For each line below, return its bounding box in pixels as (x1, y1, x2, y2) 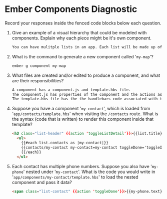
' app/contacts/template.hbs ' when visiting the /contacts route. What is (11, 111, 158, 117)
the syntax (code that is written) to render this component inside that (11, 116, 154, 122)
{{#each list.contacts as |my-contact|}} (21, 141, 108, 146)
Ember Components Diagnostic (4, 3, 137, 15)
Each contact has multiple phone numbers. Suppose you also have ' (11, 163, 152, 169)
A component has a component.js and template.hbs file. (11, 87, 131, 92)
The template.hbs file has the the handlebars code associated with (11, 96, 158, 102)
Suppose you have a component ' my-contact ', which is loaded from (11, 106, 150, 112)
